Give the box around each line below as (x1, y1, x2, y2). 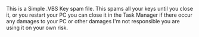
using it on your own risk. (6, 24, 69, 31)
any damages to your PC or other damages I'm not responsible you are (6, 18, 180, 24)
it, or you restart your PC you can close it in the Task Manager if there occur (6, 11, 192, 18)
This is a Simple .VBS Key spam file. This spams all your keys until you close (6, 5, 194, 12)
